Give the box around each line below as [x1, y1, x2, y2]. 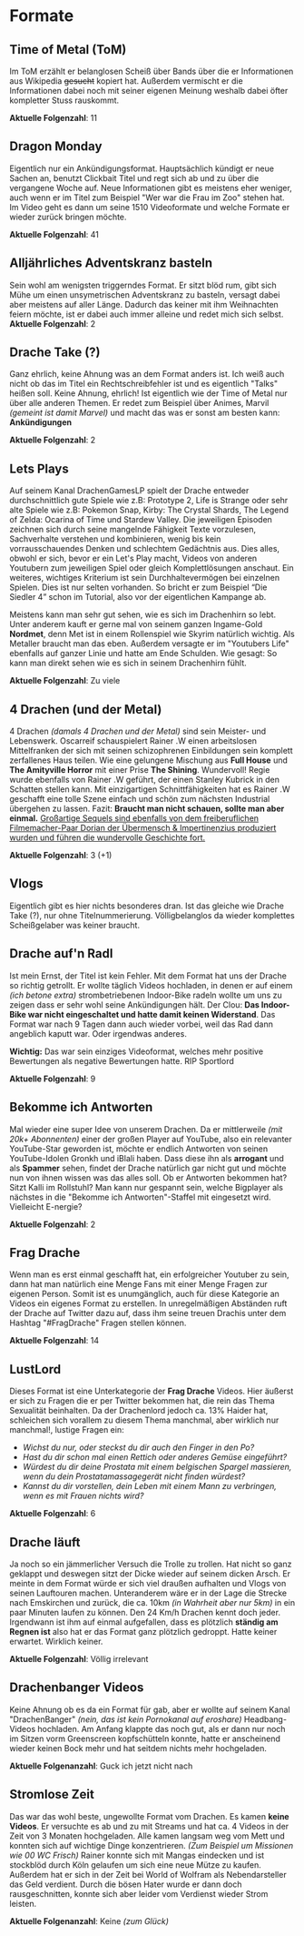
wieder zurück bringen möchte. [9, 211, 127, 222]
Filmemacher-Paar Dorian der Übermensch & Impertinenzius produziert [9, 823, 277, 834]
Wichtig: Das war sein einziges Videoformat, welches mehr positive [9, 1046, 264, 1057]
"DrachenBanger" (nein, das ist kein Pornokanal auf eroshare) [9, 1713, 242, 1725]
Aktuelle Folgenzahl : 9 [9, 1073, 96, 1084]
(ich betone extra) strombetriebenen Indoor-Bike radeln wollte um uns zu [9, 989, 283, 1000]
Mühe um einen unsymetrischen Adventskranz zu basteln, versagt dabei [9, 289, 280, 300]
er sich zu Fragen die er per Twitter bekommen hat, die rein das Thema [9, 1395, 275, 1406]
